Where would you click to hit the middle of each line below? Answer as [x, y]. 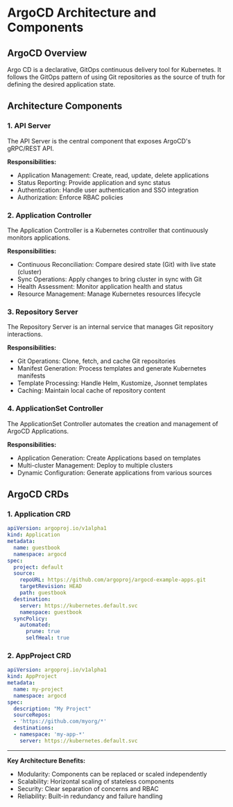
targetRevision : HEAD [51, 587]
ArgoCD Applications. [38, 431]
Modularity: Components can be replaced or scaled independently [112, 774]
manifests [31, 376]
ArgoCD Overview [47, 53]
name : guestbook [37, 548]
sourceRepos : [32, 715]
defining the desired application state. [61, 84]
